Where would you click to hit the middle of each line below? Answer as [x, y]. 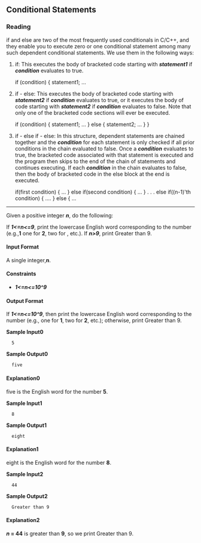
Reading [19, 27]
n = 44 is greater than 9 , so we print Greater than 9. [70, 533]
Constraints [21, 274]
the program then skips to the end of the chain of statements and [95, 161]
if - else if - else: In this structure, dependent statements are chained [100, 136]
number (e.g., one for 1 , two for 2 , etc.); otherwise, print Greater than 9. [94, 320]
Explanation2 [23, 520]
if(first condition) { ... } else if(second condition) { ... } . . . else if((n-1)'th [103, 192]
